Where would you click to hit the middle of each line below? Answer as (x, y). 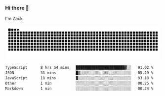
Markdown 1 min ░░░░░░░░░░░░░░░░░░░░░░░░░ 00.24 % (79, 89)
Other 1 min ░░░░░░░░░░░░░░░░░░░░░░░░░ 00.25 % (79, 83)
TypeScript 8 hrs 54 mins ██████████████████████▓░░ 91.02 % (79, 68)
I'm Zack (14, 19)
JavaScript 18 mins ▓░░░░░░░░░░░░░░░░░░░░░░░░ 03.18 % (79, 78)
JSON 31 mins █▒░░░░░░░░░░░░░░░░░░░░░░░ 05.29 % (79, 73)
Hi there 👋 (17, 8)
